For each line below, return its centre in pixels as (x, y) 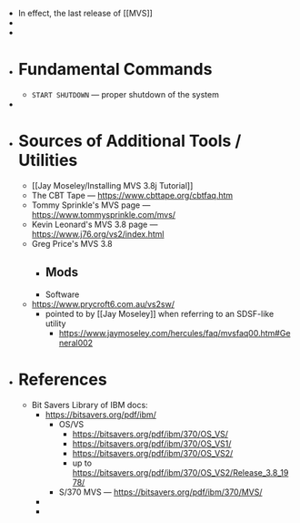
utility (55, 323)
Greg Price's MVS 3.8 (72, 243)
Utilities (48, 161)
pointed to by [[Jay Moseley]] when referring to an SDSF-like (160, 313)
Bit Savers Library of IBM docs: (90, 405)
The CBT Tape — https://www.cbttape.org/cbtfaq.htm (132, 195)
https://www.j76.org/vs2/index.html (98, 234)
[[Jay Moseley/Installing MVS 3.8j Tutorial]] (112, 185)
